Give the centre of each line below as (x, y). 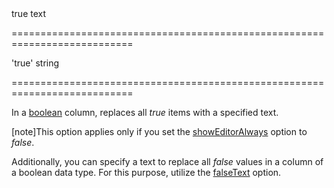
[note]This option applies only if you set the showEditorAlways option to (159, 131)
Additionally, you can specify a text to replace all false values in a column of (167, 161)
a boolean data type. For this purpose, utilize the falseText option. (146, 172)
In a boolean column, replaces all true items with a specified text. (145, 112)
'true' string (35, 63)
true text (29, 13)
